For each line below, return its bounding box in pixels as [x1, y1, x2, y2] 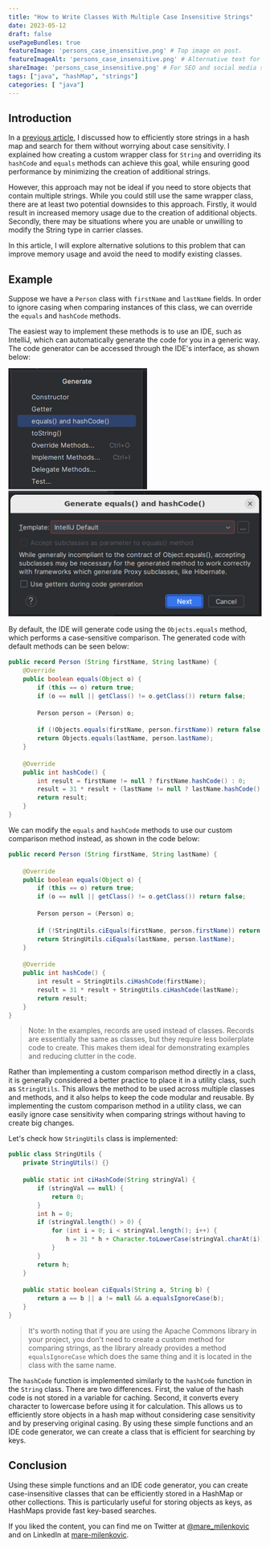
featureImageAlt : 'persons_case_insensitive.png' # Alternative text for [8, 55, 261, 63]
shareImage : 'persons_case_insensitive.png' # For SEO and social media [8, 64, 257, 72]
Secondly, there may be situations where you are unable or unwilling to [8, 217, 243, 227]
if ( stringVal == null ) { [37, 1184, 125, 1193]
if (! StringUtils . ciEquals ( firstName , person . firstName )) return [37, 927, 261, 935]
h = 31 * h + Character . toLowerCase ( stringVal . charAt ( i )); [65, 1235, 268, 1243]
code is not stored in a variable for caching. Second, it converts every [8, 1393, 239, 1402]
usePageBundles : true [8, 39, 81, 47]
